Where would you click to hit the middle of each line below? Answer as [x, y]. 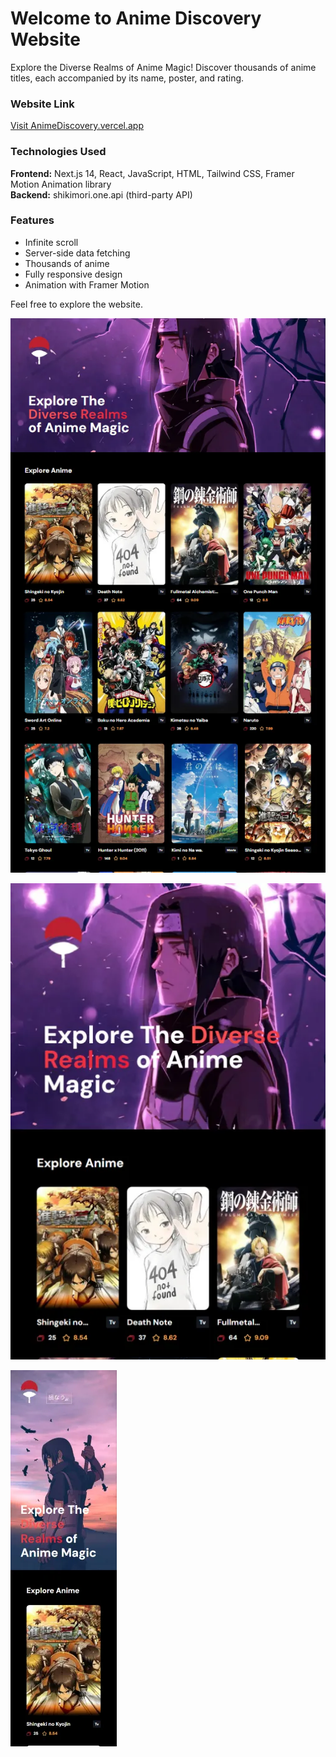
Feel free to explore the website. [76, 304]
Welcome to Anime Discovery [136, 18]
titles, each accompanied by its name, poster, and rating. [127, 78]
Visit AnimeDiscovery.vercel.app [77, 126]
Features [32, 220]
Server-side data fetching [77, 253]
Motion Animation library [61, 184]
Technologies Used [58, 152]
